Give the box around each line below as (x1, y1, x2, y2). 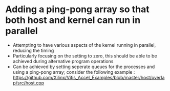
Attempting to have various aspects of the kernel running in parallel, (12, 42, 156, 48)
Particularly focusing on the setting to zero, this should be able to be (12, 52, 157, 59)
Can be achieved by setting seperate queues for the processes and (12, 64, 155, 70)
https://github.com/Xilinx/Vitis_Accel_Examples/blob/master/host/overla (12, 74, 165, 80)
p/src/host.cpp (12, 80, 45, 86)
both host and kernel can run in (5, 14, 141, 26)
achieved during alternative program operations (12, 58, 114, 64)
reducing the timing (12, 47, 54, 53)
